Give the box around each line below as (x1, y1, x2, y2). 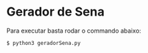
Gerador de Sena (6, 4, 105, 20)
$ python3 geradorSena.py (6, 39, 81, 46)
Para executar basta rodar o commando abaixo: (6, 26, 142, 35)
